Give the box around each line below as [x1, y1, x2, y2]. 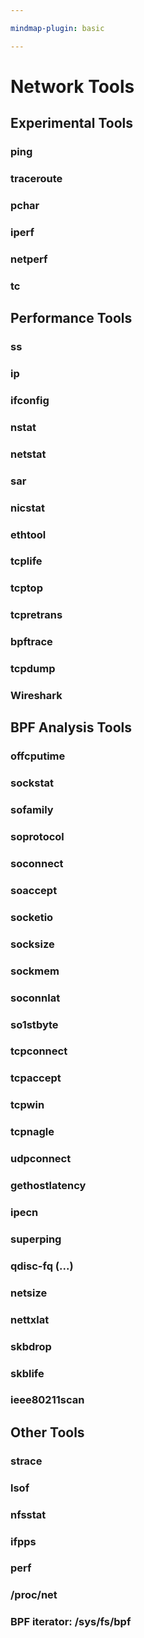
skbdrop [10, 1339, 52, 1353]
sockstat [10, 776, 55, 790]
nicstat [10, 501, 45, 515]
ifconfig [10, 393, 50, 407]
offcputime [10, 749, 66, 763]
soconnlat [10, 991, 61, 1005]
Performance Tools [10, 310, 133, 327]
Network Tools [10, 75, 135, 98]
